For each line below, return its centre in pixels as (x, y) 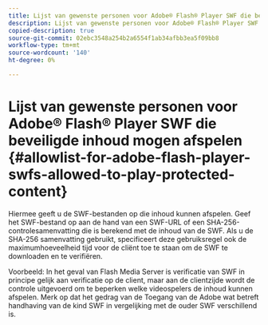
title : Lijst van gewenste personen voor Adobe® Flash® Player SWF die (130, 16)
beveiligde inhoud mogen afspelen (126, 141)
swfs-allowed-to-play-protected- (122, 174)
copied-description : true (51, 30)
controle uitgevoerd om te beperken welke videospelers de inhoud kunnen (130, 288)
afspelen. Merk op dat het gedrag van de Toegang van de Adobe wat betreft (134, 297)
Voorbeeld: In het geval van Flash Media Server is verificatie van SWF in (127, 271)
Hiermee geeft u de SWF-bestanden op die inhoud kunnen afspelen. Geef (130, 213)
